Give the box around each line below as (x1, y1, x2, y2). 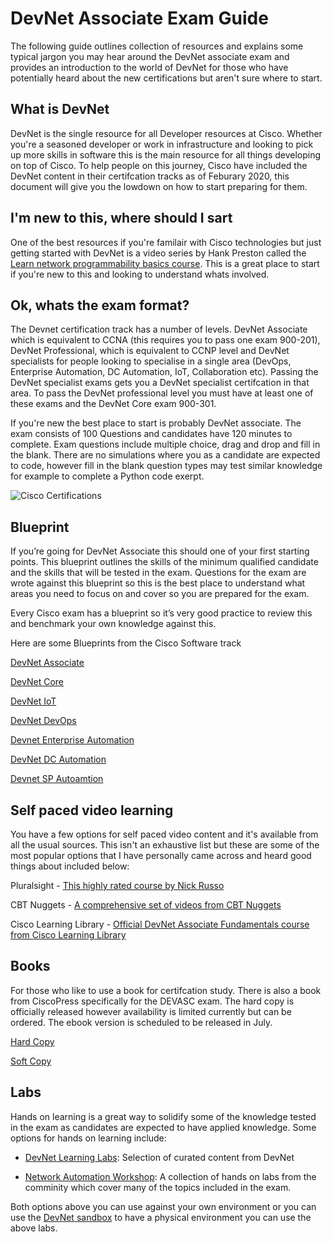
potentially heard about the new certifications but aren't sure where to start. (10, 72, 323, 84)
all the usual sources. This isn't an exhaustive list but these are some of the (10, 839, 320, 851)
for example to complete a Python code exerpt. (10, 470, 205, 482)
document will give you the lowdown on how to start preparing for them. (10, 180, 308, 192)
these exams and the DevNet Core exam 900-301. (10, 398, 217, 410)
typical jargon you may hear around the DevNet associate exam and (10, 50, 290, 62)
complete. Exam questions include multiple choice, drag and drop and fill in (10, 438, 321, 451)
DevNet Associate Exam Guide (10, 7, 269, 30)
